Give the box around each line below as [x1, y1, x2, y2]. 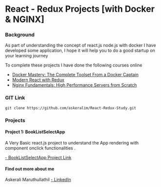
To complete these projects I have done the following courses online [5, 62, 142, 68]
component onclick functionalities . [5, 145, 76, 151]
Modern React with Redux [12, 77, 64, 83]
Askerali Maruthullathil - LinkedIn [5, 177, 71, 183]
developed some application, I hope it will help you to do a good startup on [5, 47, 155, 53]
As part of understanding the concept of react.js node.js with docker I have [5, 43, 156, 48]
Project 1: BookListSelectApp [5, 129, 65, 135]
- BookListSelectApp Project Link [5, 154, 72, 160]
